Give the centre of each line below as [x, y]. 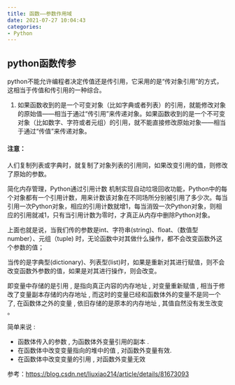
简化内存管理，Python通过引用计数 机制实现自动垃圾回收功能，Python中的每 [117, 189]
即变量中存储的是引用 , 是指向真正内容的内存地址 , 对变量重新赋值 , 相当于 [113, 286]
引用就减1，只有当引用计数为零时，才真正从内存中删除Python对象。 [117, 215]
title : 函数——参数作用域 [40, 14]
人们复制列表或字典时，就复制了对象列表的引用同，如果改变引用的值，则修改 [117, 166]
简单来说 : [21, 327]
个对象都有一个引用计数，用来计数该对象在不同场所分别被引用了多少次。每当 [117, 198]
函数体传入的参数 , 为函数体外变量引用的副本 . [83, 342]
